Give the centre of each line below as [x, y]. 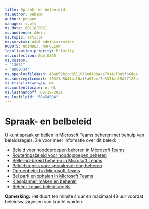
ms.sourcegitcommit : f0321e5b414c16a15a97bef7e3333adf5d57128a [72, 79]
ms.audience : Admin [25, 33]
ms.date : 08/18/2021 [26, 28]
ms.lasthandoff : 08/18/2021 [34, 92]
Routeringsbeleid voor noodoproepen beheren [59, 155]
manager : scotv [21, 23]
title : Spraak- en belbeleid [35, 10]
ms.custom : [16, 60]
